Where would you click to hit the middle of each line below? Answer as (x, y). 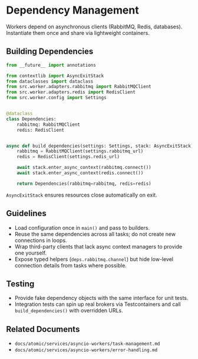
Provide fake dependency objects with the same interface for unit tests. (101, 298)
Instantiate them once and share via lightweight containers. (78, 32)
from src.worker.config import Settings (57, 98)
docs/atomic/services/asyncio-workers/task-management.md (87, 344)
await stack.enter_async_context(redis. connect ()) (80, 173)
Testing (20, 284)
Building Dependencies (50, 52)
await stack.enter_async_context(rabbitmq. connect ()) (84, 168)
